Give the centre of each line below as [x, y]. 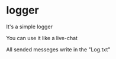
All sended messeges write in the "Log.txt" [58, 49]
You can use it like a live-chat [42, 38]
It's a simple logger [30, 27]
